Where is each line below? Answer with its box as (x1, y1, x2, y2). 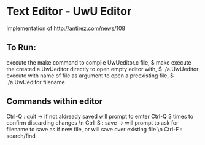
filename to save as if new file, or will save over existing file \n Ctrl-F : (6, 125, 182, 133)
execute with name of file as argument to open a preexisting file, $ (6, 72, 174, 79)
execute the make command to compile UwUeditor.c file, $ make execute (6, 58, 191, 66)
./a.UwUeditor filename (6, 78, 66, 85)
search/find (6, 132, 36, 139)
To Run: (6, 42, 37, 53)
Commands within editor (6, 96, 103, 107)
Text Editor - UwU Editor (6, 4, 132, 18)
